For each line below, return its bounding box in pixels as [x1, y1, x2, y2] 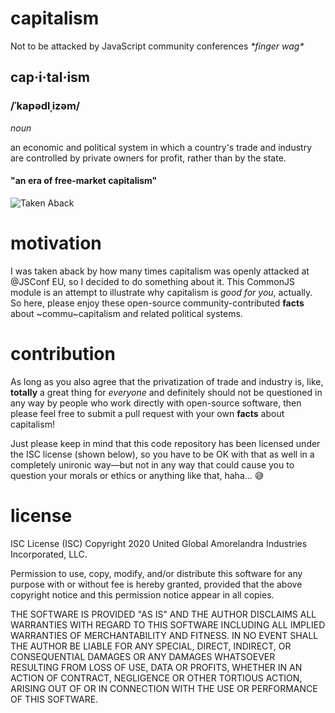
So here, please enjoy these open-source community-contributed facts [10, 297, 305, 309]
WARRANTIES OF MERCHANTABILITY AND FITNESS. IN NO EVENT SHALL [10, 629, 319, 641]
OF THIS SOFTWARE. [10, 693, 99, 705]
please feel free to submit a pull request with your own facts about [10, 407, 285, 419]
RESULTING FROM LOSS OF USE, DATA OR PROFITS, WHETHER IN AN [10, 661, 303, 673]
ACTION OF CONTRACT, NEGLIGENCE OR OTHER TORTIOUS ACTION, [10, 672, 303, 684]
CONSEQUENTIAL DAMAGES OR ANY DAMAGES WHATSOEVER [10, 650, 276, 662]
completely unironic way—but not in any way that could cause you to [10, 458, 295, 471]
